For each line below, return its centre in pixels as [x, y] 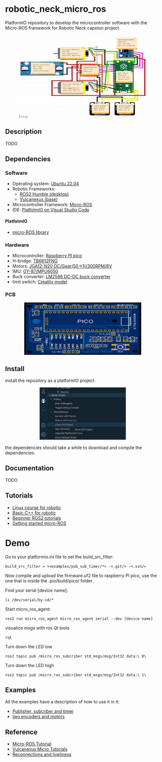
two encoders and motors [38, 717]
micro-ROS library [31, 232]
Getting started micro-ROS [39, 523]
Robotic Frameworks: [34, 189]
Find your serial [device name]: [36, 590]
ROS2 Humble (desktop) [44, 194]
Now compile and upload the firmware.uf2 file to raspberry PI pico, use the [81, 575]
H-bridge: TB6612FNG [35, 261]
